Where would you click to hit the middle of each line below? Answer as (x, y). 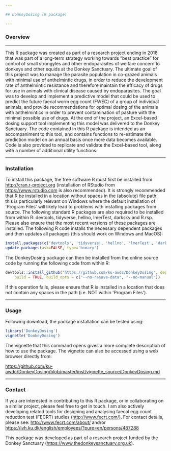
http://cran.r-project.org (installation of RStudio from (60, 185)
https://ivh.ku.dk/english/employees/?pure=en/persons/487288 (72, 428)
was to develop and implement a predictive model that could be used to (80, 96)
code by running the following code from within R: (58, 263)
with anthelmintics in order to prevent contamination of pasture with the (80, 112)
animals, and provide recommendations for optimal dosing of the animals (82, 107)
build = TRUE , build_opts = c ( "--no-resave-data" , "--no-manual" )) (87, 277)
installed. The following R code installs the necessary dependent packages (84, 228)
